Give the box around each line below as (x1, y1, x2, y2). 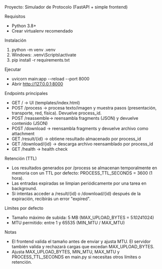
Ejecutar (4, 66, 21, 72)
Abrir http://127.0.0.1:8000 (11, 81, 64, 87)
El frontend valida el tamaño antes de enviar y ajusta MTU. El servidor (11, 238, 151, 244)
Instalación (4, 37, 27, 43)
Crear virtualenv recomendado (11, 28, 73, 33)
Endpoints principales (4, 91, 48, 96)
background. (11, 186, 37, 191)
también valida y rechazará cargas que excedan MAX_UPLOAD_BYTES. (11, 244, 155, 249)
